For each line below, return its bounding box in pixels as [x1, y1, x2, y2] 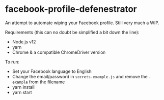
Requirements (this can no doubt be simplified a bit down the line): [5, 29, 139, 35]
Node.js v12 [12, 38, 36, 45]
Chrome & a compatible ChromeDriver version [12, 49, 106, 55]
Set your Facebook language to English [12, 68, 92, 74]
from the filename [28, 79, 65, 85]
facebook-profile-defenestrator [5, 3, 137, 15]
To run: [5, 59, 20, 65]
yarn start [12, 89, 32, 95]
